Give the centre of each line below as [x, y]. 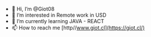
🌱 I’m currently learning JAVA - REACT [58, 21]
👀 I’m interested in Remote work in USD [59, 15]
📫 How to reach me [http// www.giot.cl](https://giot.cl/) [78, 28]
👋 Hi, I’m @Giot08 [33, 9]
